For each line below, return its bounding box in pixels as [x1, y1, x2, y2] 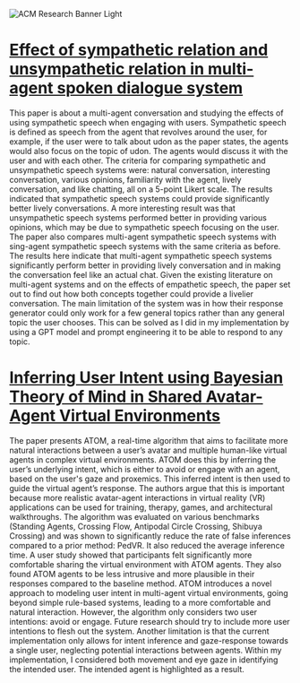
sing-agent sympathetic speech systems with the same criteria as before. [9, 240, 281, 251]
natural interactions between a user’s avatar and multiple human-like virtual [9, 445, 287, 455]
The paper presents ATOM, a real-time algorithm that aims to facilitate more [9, 435, 288, 445]
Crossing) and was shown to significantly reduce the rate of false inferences [9, 530, 291, 541]
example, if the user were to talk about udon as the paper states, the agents [9, 135, 289, 147]
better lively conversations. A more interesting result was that [9, 203, 236, 213]
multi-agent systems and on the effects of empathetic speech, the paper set [9, 279, 291, 290]
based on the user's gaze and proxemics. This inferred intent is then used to [9, 473, 291, 484]
